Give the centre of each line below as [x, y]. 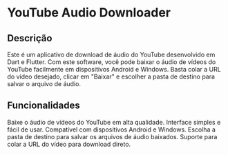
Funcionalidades [44, 106]
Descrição [30, 38]
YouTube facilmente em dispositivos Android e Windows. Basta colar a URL [114, 69]
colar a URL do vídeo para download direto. [69, 144]
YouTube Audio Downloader [89, 13]
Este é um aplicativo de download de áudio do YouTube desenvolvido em [111, 54]
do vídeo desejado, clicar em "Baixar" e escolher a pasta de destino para [111, 76]
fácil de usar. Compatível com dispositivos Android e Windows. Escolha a [112, 130]
